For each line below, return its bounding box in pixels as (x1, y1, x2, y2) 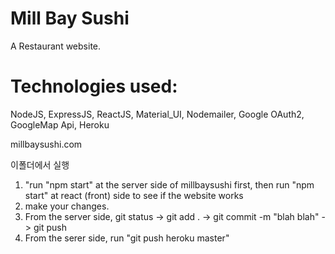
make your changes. (24, 200, 110, 212)
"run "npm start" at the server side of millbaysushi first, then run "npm (24, 178, 315, 191)
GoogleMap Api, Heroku (10, 118, 110, 131)
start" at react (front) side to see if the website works (24, 189, 244, 201)
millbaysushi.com (10, 138, 83, 150)
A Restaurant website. (10, 40, 102, 52)
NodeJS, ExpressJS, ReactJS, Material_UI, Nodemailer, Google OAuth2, (10, 108, 305, 120)
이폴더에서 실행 (10, 158, 70, 171)
